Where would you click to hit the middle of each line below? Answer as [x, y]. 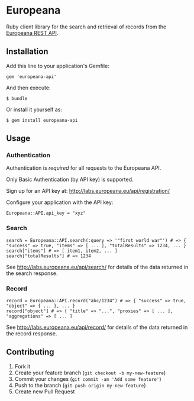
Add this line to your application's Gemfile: [58, 66]
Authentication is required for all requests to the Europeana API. [84, 168]
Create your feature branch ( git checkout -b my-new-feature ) [90, 373]
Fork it [22, 366]
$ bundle [17, 98]
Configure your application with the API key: [60, 202]
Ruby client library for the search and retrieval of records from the [86, 27]
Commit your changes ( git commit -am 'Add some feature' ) [88, 379]
